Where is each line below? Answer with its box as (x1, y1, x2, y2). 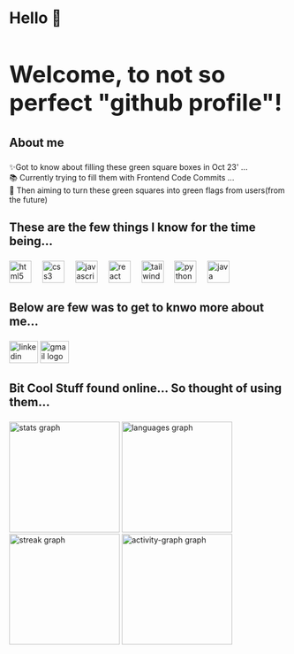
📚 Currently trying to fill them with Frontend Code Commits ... (9, 172, 235, 182)
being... (9, 234, 53, 249)
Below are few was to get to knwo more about (9, 300, 265, 315)
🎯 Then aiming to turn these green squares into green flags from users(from (9, 185, 285, 196)
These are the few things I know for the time (9, 220, 256, 235)
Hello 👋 (9, 8, 62, 28)
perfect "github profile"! (9, 88, 283, 117)
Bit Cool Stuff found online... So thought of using (9, 381, 283, 396)
